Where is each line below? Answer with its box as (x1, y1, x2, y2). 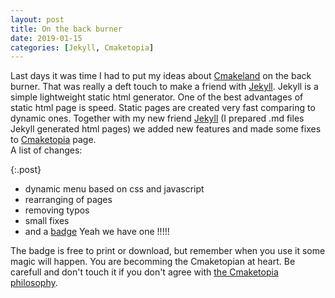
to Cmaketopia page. (10, 134, 97, 146)
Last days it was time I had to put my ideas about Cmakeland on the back (10, 70, 312, 82)
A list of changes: (10, 144, 83, 156)
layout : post (10, 14, 65, 25)
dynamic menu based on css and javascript (24, 183, 205, 195)
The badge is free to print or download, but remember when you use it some (10, 245, 326, 257)
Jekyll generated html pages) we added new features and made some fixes (10, 123, 322, 135)
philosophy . (10, 277, 58, 289)
